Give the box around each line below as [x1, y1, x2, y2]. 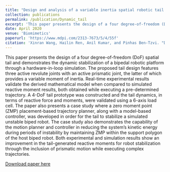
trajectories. [5, 151, 30, 157]
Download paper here [5, 160, 51, 167]
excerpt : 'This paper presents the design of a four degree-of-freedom [5, 21, 159, 27]
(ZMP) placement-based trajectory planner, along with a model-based [5, 108, 151, 114]
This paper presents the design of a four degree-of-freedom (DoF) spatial [5, 54, 159, 60]
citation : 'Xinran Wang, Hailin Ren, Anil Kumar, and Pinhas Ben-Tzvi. [5, 40, 159, 46]
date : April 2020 [5, 26, 42, 31]
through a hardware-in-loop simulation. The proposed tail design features [5, 65, 159, 71]
